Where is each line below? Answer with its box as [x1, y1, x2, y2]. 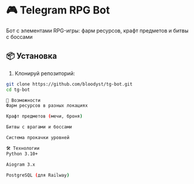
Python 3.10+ [6, 150, 38, 157]
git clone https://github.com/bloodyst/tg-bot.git [6, 81, 133, 87]
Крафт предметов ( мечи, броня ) [6, 113, 83, 120]
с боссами [6, 33, 33, 40]
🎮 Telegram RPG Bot [6, 4, 110, 17]
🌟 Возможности [6, 97, 41, 103]
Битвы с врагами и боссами [6, 124, 72, 130]
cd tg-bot [6, 87, 31, 93]
